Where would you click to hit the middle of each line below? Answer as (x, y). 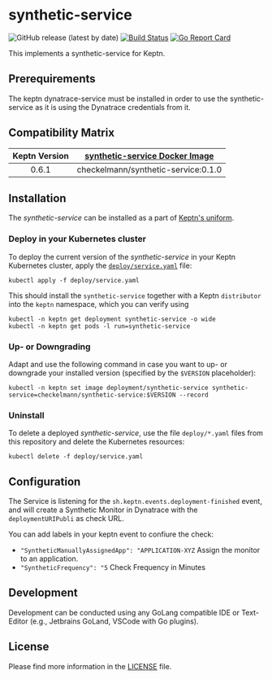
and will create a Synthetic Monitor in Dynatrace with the (103, 510)
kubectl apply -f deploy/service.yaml (74, 280)
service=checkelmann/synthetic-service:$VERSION (92, 395)
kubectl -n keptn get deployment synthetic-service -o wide (112, 319)
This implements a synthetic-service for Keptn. (87, 53)
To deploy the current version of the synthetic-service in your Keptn (122, 256)
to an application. (49, 559)
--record (194, 395)
